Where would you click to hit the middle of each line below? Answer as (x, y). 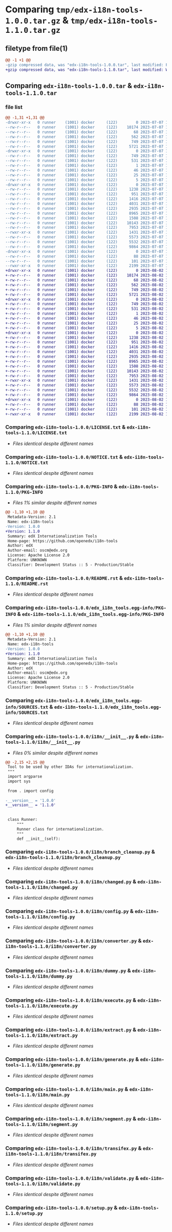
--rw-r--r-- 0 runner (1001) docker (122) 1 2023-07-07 (84, 166)
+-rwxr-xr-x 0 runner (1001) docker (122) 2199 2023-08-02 (84, 414)
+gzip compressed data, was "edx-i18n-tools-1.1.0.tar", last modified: (84, 70)
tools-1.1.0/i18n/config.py (40, 917)
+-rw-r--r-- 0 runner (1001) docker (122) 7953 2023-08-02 (84, 376)
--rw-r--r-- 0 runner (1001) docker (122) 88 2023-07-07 (84, 256)
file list (14, 107)
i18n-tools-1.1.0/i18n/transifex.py (51, 1154)
